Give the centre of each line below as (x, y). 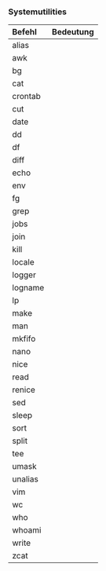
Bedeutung (73, 32)
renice (24, 390)
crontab (27, 97)
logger (24, 275)
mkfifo (24, 339)
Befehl (24, 32)
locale (23, 262)
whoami (27, 530)
